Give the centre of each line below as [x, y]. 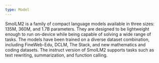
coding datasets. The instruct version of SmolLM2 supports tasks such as [80, 50]
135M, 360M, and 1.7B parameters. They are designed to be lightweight [77, 29]
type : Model [17, 10]
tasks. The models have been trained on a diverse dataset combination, [77, 39]
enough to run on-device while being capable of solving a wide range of [78, 34]
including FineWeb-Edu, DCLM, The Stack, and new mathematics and [75, 44]
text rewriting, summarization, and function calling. [56, 55]
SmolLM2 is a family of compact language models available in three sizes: [80, 24]
